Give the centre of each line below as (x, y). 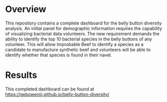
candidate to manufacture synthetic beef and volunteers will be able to (78, 49)
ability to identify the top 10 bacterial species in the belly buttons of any (79, 39)
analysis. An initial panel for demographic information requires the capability (84, 28)
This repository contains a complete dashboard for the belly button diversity (83, 23)
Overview (26, 9)
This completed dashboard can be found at (50, 89)
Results (21, 75)
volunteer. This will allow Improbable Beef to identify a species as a (74, 44)
